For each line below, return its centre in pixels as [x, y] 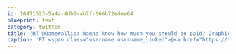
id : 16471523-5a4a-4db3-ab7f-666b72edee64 [70, 14]
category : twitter [34, 27]
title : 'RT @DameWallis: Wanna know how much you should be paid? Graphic [119, 33]
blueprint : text [31, 20]
